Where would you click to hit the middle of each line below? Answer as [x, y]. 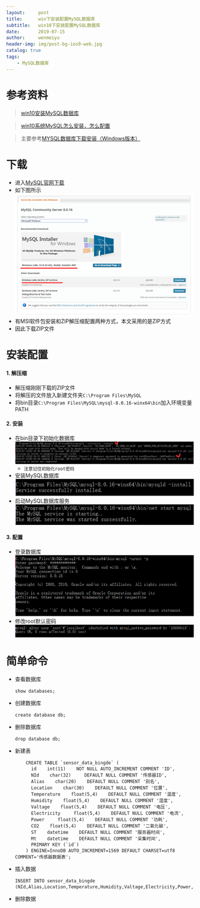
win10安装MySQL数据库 [50, 113]
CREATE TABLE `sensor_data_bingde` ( [72, 763]
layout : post [28, 13]
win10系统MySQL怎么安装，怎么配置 [65, 126]
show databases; [35, 691]
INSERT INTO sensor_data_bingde [55, 881]
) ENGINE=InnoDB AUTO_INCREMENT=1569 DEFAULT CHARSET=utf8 [101, 851]
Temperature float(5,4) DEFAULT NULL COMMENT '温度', [106, 794]
